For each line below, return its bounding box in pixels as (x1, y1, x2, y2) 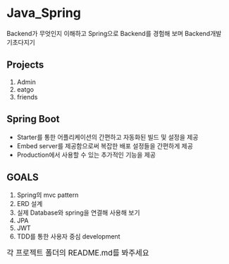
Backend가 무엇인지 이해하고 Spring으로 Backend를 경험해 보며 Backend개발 (6, 29, 222, 37)
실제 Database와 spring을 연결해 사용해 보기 (16, 208, 140, 217)
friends (16, 92, 38, 101)
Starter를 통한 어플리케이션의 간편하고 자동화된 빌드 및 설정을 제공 (16, 133, 199, 141)
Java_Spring (6, 5, 82, 21)
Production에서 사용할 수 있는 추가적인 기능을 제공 (16, 150, 156, 159)
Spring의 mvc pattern (16, 191, 79, 199)
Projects (6, 59, 44, 71)
